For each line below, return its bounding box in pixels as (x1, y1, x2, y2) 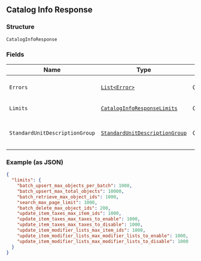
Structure (6, 23, 35, 31)
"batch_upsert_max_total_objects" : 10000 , (17, 188, 124, 194)
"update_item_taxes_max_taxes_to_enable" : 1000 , (17, 216, 141, 222)
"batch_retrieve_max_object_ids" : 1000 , (17, 194, 119, 200)
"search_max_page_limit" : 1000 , (17, 199, 98, 205)
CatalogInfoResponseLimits (100, 105, 178, 111)
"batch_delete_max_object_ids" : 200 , (17, 205, 111, 211)
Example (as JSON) (6, 158, 64, 166)
